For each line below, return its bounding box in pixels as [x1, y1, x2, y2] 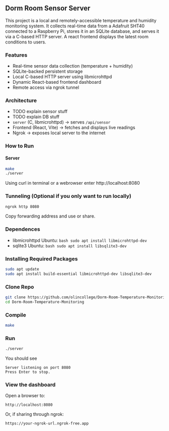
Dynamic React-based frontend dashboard [12, 79, 102, 85]
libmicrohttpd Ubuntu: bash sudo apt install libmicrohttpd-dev [12, 237, 147, 243]
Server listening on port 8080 [5, 365, 71, 370]
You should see [5, 355, 37, 361]
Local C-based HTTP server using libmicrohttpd [12, 74, 112, 80]
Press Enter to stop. [5, 369, 51, 375]
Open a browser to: [5, 393, 45, 399]
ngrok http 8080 [5, 204, 39, 209]
